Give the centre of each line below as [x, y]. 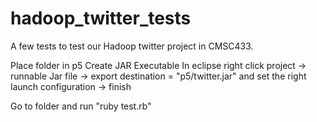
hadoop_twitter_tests [101, 18]
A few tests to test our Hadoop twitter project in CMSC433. [132, 46]
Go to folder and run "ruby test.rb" [81, 106]
